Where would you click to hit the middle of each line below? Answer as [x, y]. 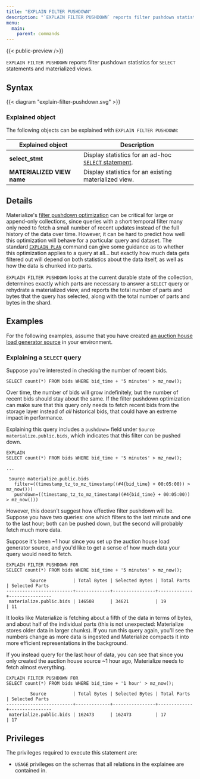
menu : [13, 23]
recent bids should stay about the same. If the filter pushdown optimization [98, 399]
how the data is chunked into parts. [49, 266]
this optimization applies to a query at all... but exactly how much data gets [98, 253]
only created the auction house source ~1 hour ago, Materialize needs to [95, 661]
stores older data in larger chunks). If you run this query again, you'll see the [100, 631]
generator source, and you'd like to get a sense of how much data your [93, 548]
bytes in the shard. [29, 303]
